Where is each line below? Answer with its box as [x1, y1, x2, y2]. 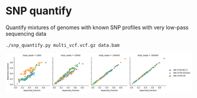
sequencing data [5, 30, 47, 37]
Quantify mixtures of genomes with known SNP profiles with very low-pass [5, 24, 189, 31]
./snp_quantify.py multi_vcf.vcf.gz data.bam [5, 42, 120, 48]
